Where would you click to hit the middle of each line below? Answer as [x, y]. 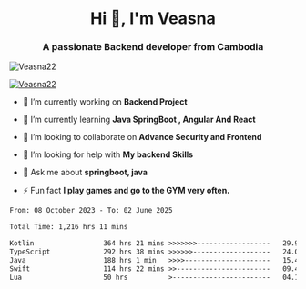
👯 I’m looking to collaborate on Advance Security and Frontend [142, 137]
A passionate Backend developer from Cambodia [153, 47]
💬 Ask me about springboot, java [85, 173]
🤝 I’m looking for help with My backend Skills [108, 154]
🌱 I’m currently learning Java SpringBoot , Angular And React [139, 120]
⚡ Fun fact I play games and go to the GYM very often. [126, 191]
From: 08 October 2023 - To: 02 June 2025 [91, 211]
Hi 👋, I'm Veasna [153, 19]
